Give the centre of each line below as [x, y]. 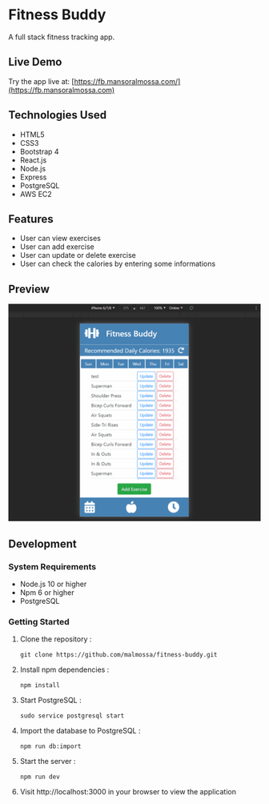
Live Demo [35, 62]
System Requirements [52, 566]
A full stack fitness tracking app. [62, 37]
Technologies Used [57, 115]
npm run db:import [50, 746]
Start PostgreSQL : [50, 700]
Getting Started [39, 621]
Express [33, 177]
